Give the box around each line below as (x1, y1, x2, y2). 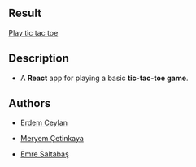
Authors (8, 96, 51, 110)
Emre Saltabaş (20, 149, 69, 159)
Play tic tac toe (8, 28, 59, 37)
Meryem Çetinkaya (20, 134, 84, 143)
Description (8, 52, 69, 66)
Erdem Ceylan (20, 118, 68, 128)
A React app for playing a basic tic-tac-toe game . (20, 73, 189, 83)
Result (8, 6, 42, 20)
